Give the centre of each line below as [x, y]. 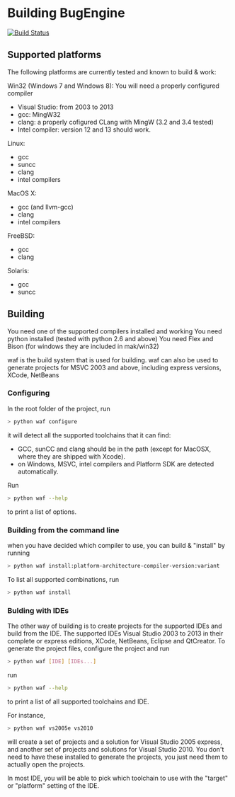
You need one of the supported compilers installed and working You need [115, 331]
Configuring [29, 393]
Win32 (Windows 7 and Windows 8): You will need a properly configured [113, 86]
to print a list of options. [42, 512]
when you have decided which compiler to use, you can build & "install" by [116, 545]
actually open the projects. [46, 764]
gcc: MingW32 [39, 114]
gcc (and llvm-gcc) [46, 207]
